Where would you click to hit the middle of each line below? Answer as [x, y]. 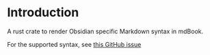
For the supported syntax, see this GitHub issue [74, 44]
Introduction [43, 13]
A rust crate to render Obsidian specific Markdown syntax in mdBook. [105, 31]
